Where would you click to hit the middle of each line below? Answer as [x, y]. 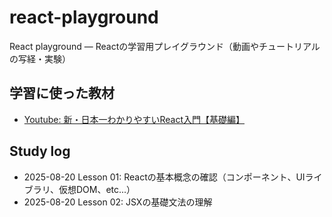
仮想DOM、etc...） [97, 189]
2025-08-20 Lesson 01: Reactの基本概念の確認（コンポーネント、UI [164, 177]
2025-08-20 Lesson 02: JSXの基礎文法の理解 [118, 202]
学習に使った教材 [62, 93]
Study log [40, 151]
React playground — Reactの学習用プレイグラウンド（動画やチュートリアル [165, 46]
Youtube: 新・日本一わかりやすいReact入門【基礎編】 [134, 119]
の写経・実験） [40, 58]
